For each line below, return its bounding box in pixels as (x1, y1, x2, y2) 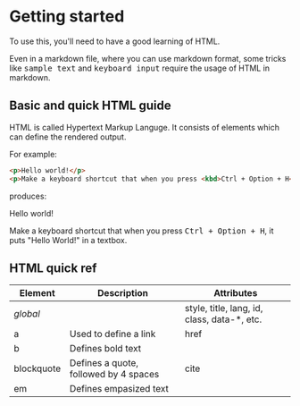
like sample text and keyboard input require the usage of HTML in (9, 63, 271, 73)
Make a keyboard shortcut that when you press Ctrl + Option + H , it (9, 225, 274, 236)
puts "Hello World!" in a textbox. (9, 234, 128, 245)
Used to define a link (70, 328, 156, 341)
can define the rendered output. (9, 131, 127, 142)
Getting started (9, 6, 125, 27)
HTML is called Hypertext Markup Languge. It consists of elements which (9, 122, 279, 132)
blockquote (13, 362, 62, 375)
